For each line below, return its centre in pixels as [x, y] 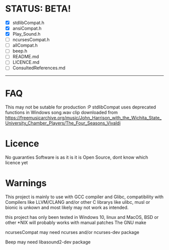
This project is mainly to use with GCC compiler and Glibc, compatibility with [84, 197]
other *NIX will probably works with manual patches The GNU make [76, 223]
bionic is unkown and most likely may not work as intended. [67, 208]
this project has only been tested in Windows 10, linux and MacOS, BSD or [82, 217]
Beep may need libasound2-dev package [48, 242]
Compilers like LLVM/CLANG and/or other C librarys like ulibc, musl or [78, 202]
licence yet [17, 163]
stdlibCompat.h [28, 23]
